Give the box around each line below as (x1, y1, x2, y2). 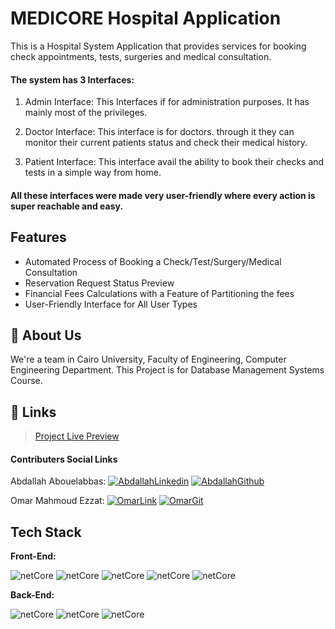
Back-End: (10, 589, 55, 601)
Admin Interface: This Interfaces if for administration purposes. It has (24, 96, 310, 108)
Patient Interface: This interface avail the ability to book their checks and (24, 156, 325, 168)
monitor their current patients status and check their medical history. (24, 137, 308, 149)
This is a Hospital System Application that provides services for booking (10, 40, 307, 52)
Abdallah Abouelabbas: (10, 475, 107, 487)
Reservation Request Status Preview (24, 277, 175, 289)
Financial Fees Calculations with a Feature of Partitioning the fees (24, 287, 295, 299)
